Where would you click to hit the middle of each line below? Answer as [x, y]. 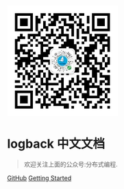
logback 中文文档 [56, 144]
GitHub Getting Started [39, 178]
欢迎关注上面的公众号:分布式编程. [71, 164]
